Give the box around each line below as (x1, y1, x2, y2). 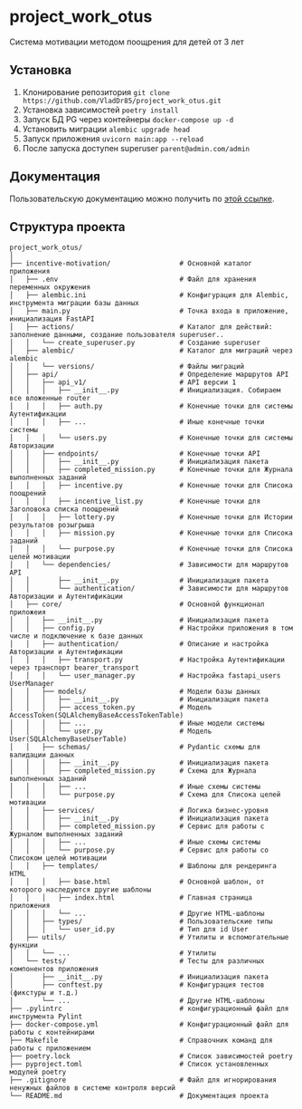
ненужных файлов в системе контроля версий (9, 1084, 176, 1093)
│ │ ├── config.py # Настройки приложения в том (9, 623, 294, 633)
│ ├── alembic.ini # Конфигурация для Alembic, (9, 291, 289, 300)
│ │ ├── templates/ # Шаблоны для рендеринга (9, 862, 278, 871)
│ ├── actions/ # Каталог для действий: (9, 323, 273, 332)
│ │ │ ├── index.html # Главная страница (9, 893, 253, 902)
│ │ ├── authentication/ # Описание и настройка (9, 640, 269, 649)
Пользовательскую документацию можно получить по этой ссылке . (9, 193, 275, 204)
